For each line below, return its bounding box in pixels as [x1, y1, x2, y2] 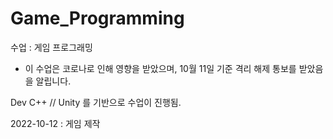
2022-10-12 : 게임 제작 [10, 117, 101, 129]
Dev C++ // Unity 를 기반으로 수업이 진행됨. [10, 96, 182, 108]
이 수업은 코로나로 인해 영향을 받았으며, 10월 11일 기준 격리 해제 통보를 [24, 62, 297, 74]
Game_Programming [10, 7, 185, 30]
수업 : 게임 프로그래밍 [10, 41, 93, 53]
